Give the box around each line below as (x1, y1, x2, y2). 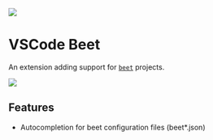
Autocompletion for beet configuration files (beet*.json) (20, 122, 206, 132)
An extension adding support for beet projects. (8, 62, 165, 72)
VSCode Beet (8, 36, 101, 54)
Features (8, 101, 54, 115)
